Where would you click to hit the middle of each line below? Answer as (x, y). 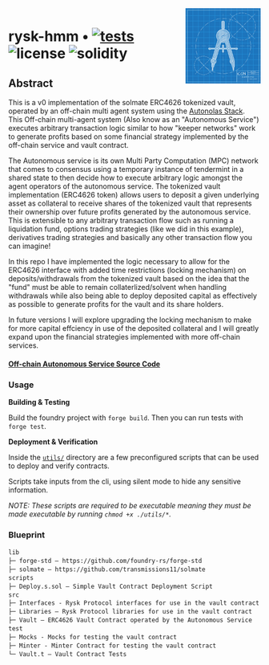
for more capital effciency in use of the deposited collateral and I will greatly (134, 328)
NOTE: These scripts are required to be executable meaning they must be (130, 505)
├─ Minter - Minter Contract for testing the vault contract (112, 646)
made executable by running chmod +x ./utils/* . (90, 514)
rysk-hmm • (49, 37)
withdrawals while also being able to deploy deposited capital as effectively (133, 296)
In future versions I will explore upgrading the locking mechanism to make (130, 320)
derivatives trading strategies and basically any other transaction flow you (130, 237)
